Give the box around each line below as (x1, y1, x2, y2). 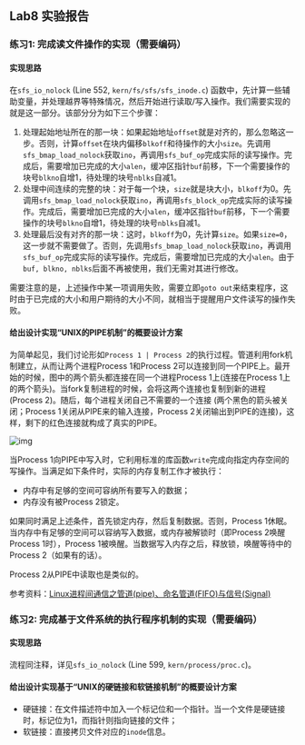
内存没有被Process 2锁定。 (22, 496, 124, 507)
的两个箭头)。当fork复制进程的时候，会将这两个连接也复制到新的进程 (9, 382, 266, 393)
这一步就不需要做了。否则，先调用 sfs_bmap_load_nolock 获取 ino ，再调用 (22, 240, 292, 251)
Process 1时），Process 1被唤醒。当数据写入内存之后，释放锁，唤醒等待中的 (9, 538, 292, 549)
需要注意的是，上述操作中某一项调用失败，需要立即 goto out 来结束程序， (9, 282, 281, 293)
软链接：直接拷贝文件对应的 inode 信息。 (22, 726, 171, 738)
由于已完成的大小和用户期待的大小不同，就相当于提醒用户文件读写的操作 (16, 293, 288, 304)
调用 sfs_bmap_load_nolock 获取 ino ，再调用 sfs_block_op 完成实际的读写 (22, 194, 285, 205)
